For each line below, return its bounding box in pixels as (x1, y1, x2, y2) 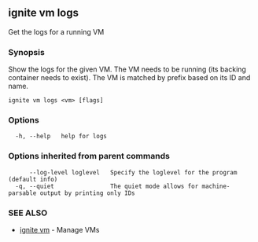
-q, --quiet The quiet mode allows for (15, 182, 199, 190)
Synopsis (8, 46, 45, 57)
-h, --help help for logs (15, 133, 108, 141)
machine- (201, 182, 230, 190)
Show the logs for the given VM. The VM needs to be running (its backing (8, 64, 246, 74)
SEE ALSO (8, 207, 48, 218)
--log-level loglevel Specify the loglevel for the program (28, 168, 238, 176)
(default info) (8, 175, 58, 183)
